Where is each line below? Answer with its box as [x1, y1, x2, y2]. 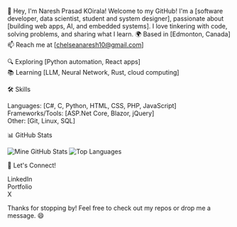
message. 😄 [7, 211, 45, 220]
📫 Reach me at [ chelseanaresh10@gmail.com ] [7, 41, 144, 49]
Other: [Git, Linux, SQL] [7, 117, 76, 125]
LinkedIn [7, 175, 33, 183]
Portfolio [7, 182, 33, 191]
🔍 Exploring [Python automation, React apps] [7, 58, 140, 65]
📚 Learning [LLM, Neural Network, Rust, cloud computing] [7, 68, 180, 76]
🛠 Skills [7, 85, 31, 93]
